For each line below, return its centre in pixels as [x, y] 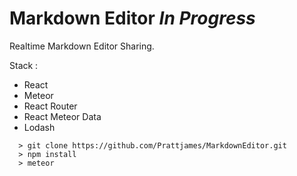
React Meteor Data [62, 116]
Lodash [39, 127]
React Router [50, 106]
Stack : [24, 65]
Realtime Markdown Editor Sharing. [82, 46]
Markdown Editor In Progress [132, 18]
